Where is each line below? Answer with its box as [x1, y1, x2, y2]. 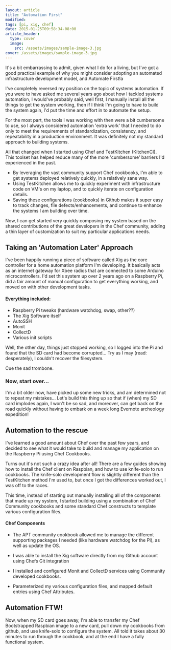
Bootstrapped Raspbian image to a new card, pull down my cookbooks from [5, 622, 165, 628]
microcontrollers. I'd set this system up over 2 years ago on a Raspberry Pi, [5, 273, 164, 279]
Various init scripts [12, 334, 52, 341]
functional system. [5, 639, 44, 645]
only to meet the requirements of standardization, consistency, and [5, 128, 146, 134]
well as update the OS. [12, 542, 60, 549]
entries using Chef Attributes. [12, 589, 75, 595]
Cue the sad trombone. [5, 365, 54, 371]
